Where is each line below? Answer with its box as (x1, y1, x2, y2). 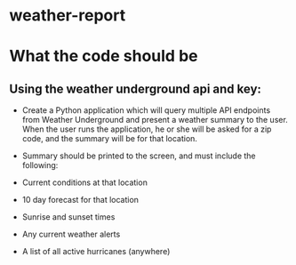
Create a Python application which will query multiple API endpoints (21, 105, 271, 116)
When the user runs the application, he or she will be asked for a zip (21, 124, 272, 134)
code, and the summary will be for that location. (21, 133, 198, 144)
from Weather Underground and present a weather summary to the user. (21, 115, 289, 125)
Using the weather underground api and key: (9, 81, 262, 96)
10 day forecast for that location (21, 195, 140, 205)
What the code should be (9, 46, 198, 67)
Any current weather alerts (21, 229, 121, 240)
